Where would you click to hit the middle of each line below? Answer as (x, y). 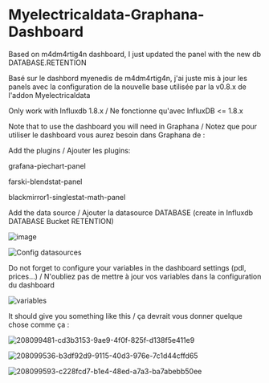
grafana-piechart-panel (47, 165)
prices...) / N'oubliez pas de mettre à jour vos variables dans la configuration (135, 276)
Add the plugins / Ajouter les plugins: (69, 150)
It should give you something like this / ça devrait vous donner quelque (125, 316)
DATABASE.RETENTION (47, 63)
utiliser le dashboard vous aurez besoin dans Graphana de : (107, 135)
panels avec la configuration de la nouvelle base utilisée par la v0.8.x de (127, 87)
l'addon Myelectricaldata (49, 95)
